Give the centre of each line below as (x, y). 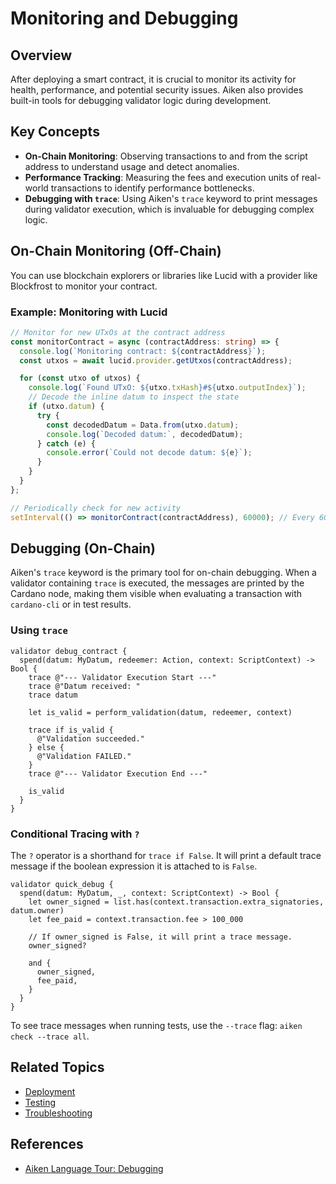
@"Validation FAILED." (84, 756)
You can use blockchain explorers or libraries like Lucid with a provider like (164, 275)
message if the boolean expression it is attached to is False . (134, 866)
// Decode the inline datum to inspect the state (134, 397)
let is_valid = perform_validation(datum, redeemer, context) (160, 712)
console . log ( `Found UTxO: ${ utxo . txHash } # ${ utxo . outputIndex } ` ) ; (167, 388)
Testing (40, 1102)
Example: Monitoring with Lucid (89, 312)
